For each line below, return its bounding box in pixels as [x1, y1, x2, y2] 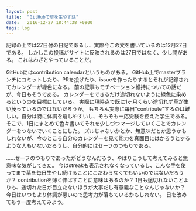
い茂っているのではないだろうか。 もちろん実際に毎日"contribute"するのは [6, 105, 185, 113]
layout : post [6, 8, 38, 15]
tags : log [6, 25, 30, 31]
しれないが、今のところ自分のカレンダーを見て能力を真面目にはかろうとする [6, 135, 191, 142]
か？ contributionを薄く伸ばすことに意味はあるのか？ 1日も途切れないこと [6, 176, 184, 183]
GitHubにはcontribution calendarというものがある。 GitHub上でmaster [6, 69, 176, 76]
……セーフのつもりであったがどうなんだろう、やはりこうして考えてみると [6, 155, 183, 162]
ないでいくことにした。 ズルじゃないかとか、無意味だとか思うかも [26, 127, 187, 135]
